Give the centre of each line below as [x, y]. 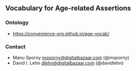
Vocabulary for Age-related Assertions [68, 8]
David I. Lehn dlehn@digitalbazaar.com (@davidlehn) [68, 63]
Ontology [17, 23]
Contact [15, 46]
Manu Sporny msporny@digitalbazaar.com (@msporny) [71, 57]
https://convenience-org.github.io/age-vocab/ [61, 33]
